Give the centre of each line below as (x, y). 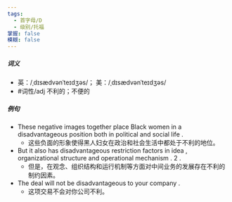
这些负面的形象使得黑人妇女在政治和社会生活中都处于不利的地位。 (123, 143)
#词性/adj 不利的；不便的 (53, 91)
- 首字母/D (28, 20)
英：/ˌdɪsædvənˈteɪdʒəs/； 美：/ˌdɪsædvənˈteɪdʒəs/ (92, 82)
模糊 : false (24, 40)
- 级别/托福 (29, 27)
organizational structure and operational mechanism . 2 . (99, 158)
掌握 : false (24, 33)
